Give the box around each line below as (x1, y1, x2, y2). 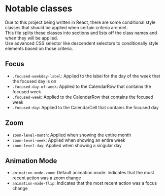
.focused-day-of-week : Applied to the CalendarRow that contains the (12, 83, 151, 89)
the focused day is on (12, 78, 57, 84)
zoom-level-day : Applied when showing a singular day (12, 142, 122, 148)
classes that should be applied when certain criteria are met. (5, 24, 128, 30)
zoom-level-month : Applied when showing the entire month (12, 132, 132, 138)
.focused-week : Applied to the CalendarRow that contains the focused (12, 94, 154, 100)
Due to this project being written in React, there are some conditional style (5, 19, 156, 25)
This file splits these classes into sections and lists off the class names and (5, 30, 157, 36)
